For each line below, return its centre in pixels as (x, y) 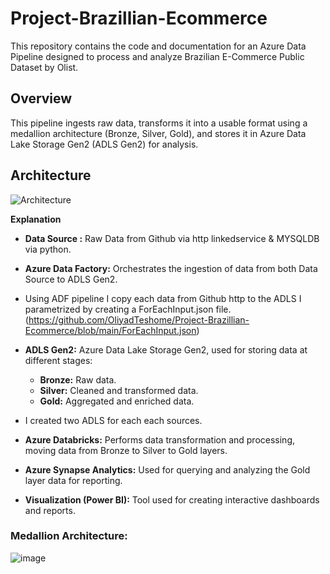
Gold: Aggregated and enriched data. (117, 401)
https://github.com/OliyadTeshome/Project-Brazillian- (139, 319)
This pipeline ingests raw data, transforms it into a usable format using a (159, 123)
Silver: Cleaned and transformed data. (119, 390)
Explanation (36, 219)
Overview (41, 98)
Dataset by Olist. (44, 67)
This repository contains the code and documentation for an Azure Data (158, 46)
